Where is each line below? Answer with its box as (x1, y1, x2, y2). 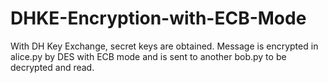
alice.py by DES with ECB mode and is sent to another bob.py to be (10, 50, 287, 62)
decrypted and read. (10, 61, 95, 73)
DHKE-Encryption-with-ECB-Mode (10, 7, 307, 30)
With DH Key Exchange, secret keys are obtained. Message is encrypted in (10, 40, 319, 52)
